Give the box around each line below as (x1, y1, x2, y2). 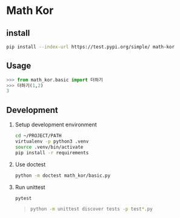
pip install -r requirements (15, 149, 89, 155)
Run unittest (15, 183, 45, 191)
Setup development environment (15, 121, 97, 128)
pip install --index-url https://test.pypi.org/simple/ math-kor (6, 44, 175, 50)
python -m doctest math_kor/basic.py (15, 172, 111, 179)
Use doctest (15, 160, 46, 168)
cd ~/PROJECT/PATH (15, 133, 62, 139)
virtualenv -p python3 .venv (15, 138, 89, 145)
